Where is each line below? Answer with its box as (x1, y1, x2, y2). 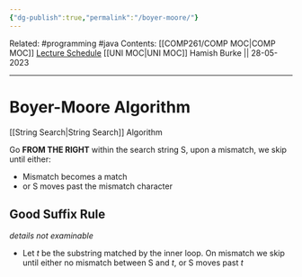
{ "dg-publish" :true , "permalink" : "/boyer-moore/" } (9, 13, 200, 22)
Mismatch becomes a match (22, 171, 128, 182)
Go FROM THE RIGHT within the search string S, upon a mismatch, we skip (9, 144, 288, 155)
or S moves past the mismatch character (22, 181, 173, 192)
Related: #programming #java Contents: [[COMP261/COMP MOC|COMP (9, 38, 276, 49)
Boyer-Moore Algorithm (9, 96, 191, 117)
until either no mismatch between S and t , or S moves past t (22, 257, 244, 268)
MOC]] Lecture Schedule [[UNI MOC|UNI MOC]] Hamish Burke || (9, 47, 250, 58)
